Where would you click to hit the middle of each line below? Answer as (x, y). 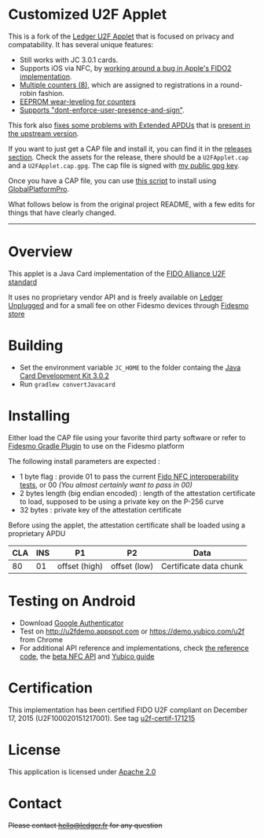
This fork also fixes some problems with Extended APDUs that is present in (129, 125)
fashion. (51, 93)
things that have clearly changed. (62, 212)
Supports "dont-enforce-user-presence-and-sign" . (102, 110)
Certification (50, 687)
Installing (39, 416)
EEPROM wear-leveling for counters (77, 101)
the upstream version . (44, 133)
